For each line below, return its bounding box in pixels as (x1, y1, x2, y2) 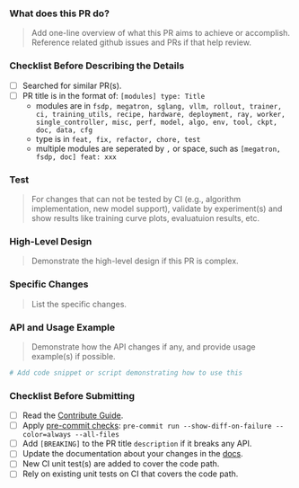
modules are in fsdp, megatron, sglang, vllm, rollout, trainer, (35, 100, 283, 111)
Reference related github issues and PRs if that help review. (31, 37, 251, 48)
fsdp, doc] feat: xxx (35, 152, 117, 162)
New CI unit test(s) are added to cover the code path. (22, 458, 220, 469)
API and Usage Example (9, 321, 116, 333)
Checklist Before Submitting (9, 389, 136, 402)
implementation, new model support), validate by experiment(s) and (31, 203, 283, 214)
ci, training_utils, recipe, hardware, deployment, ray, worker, (35, 110, 286, 119)
